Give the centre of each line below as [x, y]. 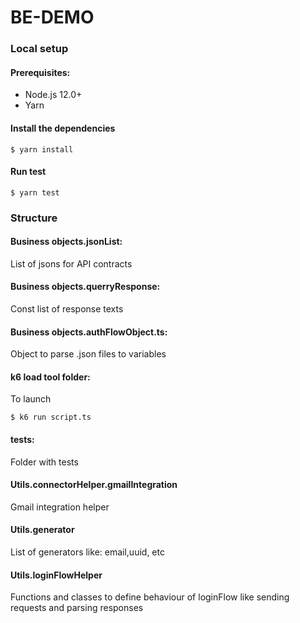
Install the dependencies [63, 128]
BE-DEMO [52, 17]
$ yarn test [35, 192]
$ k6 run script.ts [51, 417]
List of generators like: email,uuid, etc [87, 552]
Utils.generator [42, 530]
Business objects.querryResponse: [85, 287]
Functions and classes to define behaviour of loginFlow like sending [150, 597]
